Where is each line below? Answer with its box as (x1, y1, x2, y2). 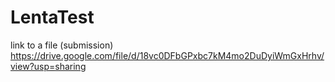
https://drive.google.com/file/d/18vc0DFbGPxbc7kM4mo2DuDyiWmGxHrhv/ (10, 49, 325, 61)
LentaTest (10, 6, 95, 29)
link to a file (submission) (10, 39, 114, 51)
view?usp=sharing (10, 60, 87, 72)
